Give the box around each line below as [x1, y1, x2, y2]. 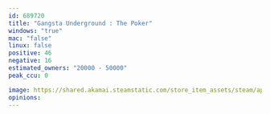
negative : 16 [8, 57, 52, 65]
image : [8, 86, 31, 94]
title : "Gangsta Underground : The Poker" [8, 19, 153, 27]
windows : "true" [8, 26, 63, 35]
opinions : [8, 93, 42, 101]
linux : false [8, 42, 52, 50]
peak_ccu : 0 [8, 71, 48, 79]
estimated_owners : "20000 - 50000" [8, 64, 128, 72]
